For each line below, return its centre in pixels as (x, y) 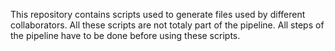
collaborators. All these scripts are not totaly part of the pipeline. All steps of (167, 25)
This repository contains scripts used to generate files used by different (158, 14)
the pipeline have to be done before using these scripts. (125, 35)
